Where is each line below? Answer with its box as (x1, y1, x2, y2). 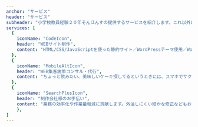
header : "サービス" (6, 14, 51, 20)
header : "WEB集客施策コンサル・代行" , (16, 68, 102, 74)
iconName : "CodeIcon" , (16, 36, 72, 42)
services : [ (6, 25, 35, 31)
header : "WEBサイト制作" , (16, 42, 76, 47)
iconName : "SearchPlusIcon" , (16, 90, 88, 96)
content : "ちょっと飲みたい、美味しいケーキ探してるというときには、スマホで (16, 74, 184, 80)
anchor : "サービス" (6, 8, 51, 15)
